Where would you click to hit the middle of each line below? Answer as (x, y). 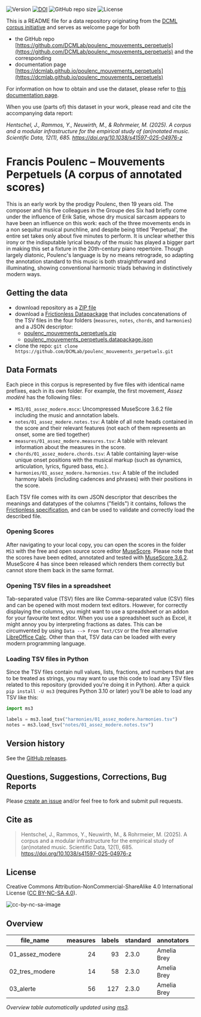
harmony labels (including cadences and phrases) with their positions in (103, 479)
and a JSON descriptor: (44, 327)
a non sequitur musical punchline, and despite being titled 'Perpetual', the (97, 229)
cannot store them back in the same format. (60, 570)
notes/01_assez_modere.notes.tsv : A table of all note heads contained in (104, 421)
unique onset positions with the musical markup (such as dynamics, (98, 460)
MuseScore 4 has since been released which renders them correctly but (95, 564)
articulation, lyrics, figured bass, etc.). (62, 466)
